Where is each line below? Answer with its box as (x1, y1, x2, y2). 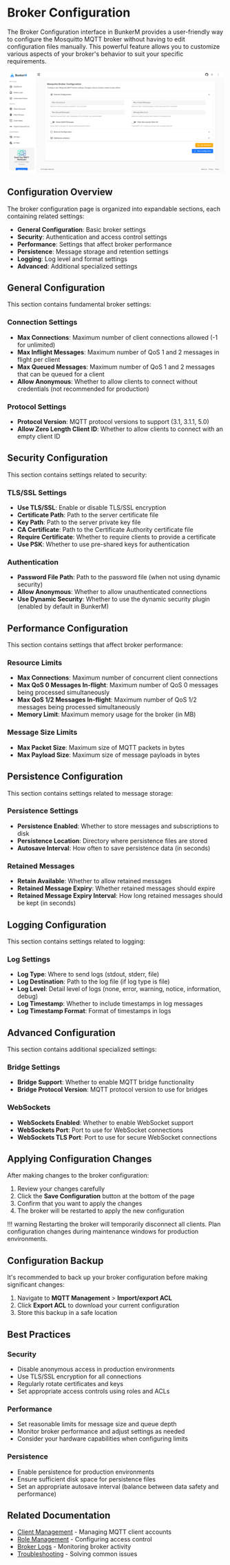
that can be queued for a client (17, 369, 105, 378)
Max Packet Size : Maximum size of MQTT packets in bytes (17, 743, 185, 751)
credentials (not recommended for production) (17, 385, 149, 393)
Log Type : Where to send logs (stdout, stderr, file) (17, 970, 160, 979)
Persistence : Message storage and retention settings (17, 247, 169, 256)
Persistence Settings (7, 806, 79, 816)
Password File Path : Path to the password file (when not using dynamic (17, 573, 221, 582)
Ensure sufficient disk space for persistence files (17, 1475, 156, 1483)
